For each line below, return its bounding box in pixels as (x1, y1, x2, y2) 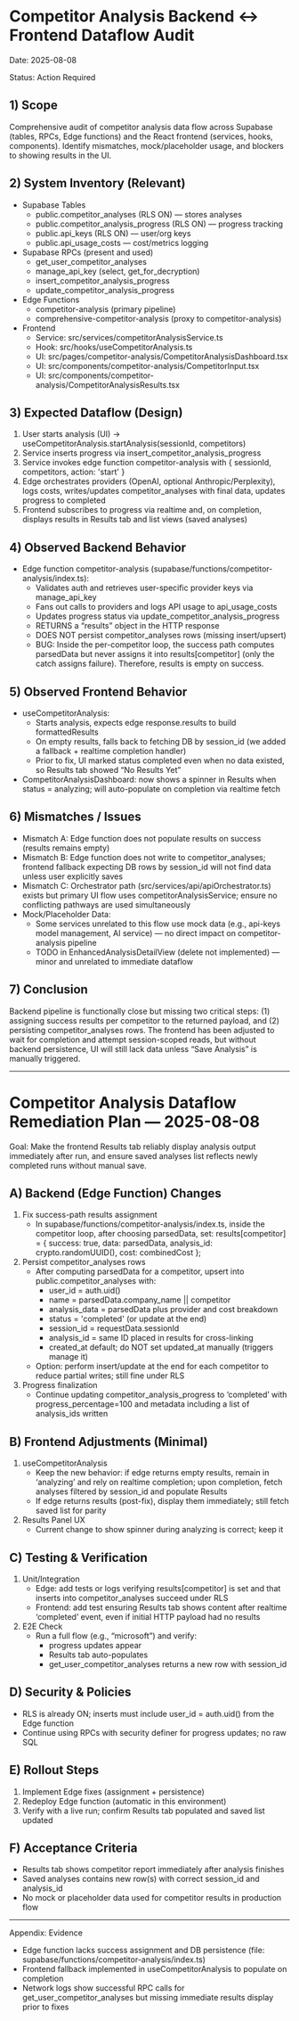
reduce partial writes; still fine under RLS (35, 1370, 185, 1381)
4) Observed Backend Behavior (9, 539, 187, 555)
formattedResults (35, 727, 100, 737)
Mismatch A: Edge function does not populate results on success (21, 833, 262, 843)
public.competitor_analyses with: (35, 1276, 157, 1286)
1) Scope (9, 98, 58, 113)
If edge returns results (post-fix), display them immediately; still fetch (35, 1496, 289, 1507)
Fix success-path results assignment (21, 1210, 158, 1220)
